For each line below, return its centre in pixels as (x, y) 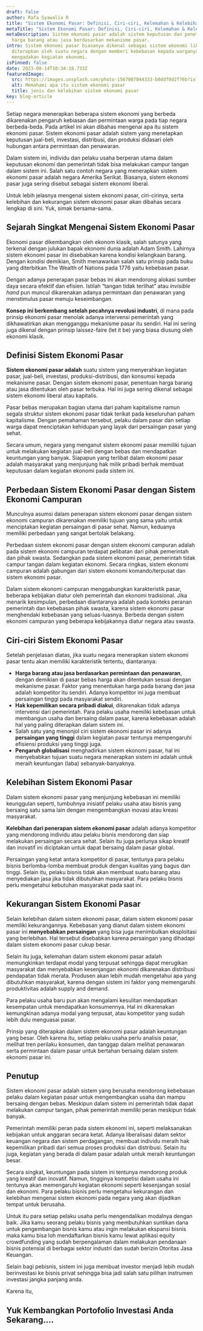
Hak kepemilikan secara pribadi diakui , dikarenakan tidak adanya (97, 705)
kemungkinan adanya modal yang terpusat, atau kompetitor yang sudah (96, 1013)
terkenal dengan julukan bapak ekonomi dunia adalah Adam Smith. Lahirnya (101, 248)
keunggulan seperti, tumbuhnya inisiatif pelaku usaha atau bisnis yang (94, 803)
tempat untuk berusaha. (36, 1204)
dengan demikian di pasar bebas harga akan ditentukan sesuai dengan (103, 679)
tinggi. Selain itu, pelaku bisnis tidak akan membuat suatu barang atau (93, 872)
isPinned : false (27, 62)
